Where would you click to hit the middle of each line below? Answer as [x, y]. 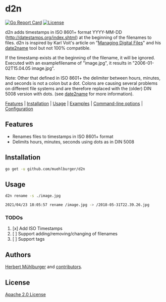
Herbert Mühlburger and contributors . [44, 267]
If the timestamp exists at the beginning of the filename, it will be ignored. [80, 57]
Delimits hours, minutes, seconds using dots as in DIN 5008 [73, 142]
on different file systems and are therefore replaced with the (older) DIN [78, 88]
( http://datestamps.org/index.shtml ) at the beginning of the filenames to [79, 37]
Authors [18, 255]
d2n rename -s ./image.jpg [33, 196]
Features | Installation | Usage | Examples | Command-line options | [74, 103]
